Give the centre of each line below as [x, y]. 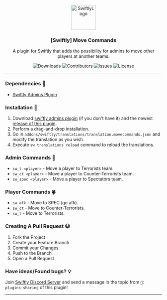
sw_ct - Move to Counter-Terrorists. [49, 208]
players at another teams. [83, 56]
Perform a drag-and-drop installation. [51, 129]
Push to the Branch [32, 253]
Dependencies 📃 [25, 84]
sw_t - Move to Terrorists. [39, 213]
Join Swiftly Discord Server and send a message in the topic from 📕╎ [75, 282]
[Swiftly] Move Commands [83, 40]
